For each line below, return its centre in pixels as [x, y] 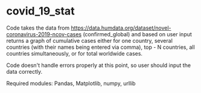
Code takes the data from [38, 28]
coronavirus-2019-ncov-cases [44, 34]
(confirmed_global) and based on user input [137, 34]
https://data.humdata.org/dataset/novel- [121, 28]
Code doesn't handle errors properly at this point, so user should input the [99, 65]
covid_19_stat [40, 11]
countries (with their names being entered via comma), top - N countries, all [101, 47]
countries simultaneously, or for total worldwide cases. [75, 53]
